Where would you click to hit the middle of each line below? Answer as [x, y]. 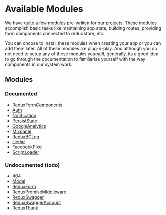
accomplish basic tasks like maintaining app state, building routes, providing [83, 28]
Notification [24, 115]
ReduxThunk [25, 208]
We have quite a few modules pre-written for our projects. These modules [81, 23]
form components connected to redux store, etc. [55, 33]
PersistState [25, 121]
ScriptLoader [26, 152]
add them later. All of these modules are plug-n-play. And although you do [81, 48]
